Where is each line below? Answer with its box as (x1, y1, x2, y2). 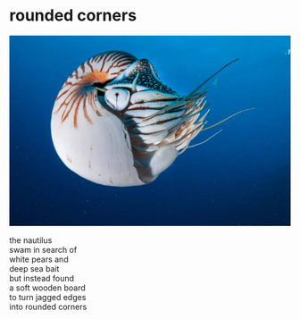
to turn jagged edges (9, 292, 87, 303)
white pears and (9, 254, 69, 264)
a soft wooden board (9, 282, 87, 293)
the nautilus (9, 235, 53, 246)
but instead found (9, 273, 74, 284)
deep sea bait (9, 264, 60, 274)
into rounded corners (9, 301, 87, 313)
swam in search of (9, 245, 78, 256)
